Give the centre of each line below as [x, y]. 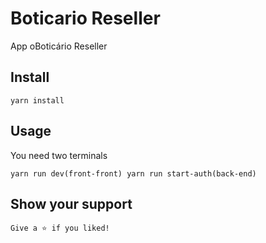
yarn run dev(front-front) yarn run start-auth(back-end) [133, 173]
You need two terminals [59, 155]
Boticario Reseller [85, 18]
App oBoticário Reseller [59, 46]
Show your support [71, 203]
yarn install [37, 100]
